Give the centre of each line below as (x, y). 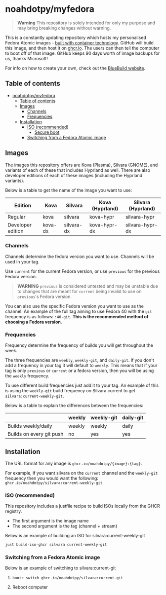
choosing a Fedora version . (34, 322)
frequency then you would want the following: (52, 478)
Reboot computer (30, 587)
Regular (17, 217)
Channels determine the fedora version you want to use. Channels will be (80, 256)
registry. (14, 511)
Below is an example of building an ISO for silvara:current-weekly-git (75, 536)
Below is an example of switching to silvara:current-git (61, 568)
